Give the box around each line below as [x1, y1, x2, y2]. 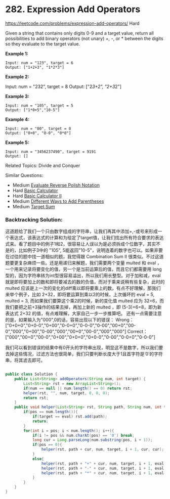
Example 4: [5, 116, 29, 122]
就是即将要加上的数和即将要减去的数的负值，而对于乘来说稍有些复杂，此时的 [5, 279, 165, 285]
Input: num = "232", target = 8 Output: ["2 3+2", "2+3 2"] [5, 83, 122, 89]
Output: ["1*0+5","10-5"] [5, 107, 60, 112]
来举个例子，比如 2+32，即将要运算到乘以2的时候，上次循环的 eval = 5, [5, 292, 155, 298]
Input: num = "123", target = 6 [5, 60, 73, 65]
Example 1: [5, 51, 29, 57]
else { [32, 456, 44, 461]
